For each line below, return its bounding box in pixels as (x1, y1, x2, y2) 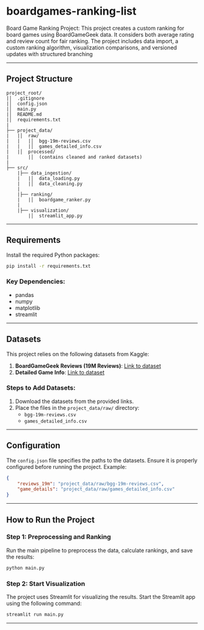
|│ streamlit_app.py (28, 212, 83, 219)
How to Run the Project (6, 514, 95, 525)
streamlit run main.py (6, 612, 64, 618)
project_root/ (6, 90, 42, 96)
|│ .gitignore (6, 95, 45, 101)
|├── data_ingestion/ (17, 170, 72, 176)
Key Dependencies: (6, 277, 66, 286)
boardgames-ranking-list (6, 4, 137, 18)
